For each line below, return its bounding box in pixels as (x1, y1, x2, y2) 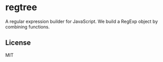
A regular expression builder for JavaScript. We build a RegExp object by (5, 18, 158, 24)
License (5, 39, 31, 47)
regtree (5, 2, 37, 13)
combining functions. (5, 23, 50, 29)
